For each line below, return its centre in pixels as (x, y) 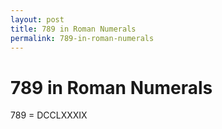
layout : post (37, 19)
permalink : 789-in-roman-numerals (82, 38)
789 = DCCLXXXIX (49, 115)
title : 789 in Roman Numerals (73, 29)
